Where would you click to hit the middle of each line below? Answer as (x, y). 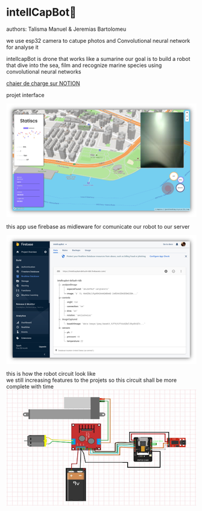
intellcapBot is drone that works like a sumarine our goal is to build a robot (98, 59)
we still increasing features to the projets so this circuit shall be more (91, 380)
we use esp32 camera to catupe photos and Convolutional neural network (98, 40)
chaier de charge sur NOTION (43, 83)
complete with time (30, 386)
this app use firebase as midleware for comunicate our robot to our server (98, 227)
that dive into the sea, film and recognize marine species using (84, 65)
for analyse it (23, 47)
